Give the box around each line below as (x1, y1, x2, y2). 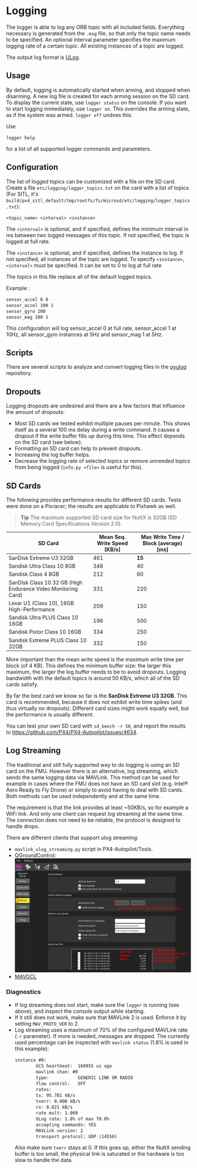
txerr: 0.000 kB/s (36, 1098, 81, 1104)
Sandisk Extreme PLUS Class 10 (8, 636, 87, 643)
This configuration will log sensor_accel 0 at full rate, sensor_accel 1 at (6, 325, 177, 332)
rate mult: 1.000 (36, 1110, 78, 1116)
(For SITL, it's (6, 190, 39, 198)
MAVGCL (14, 973, 37, 980)
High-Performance (8, 606, 55, 613)
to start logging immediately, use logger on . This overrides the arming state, (6, 105, 190, 112)
